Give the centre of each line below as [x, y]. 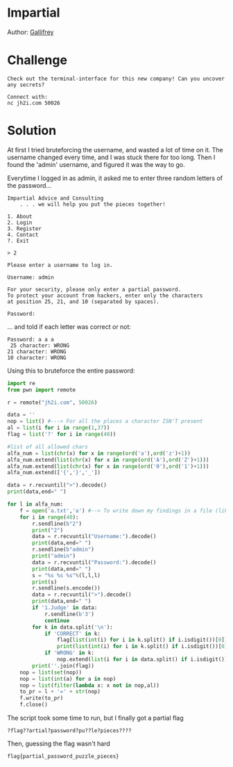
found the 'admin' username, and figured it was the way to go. [96, 164]
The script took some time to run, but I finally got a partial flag [95, 718]
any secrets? [26, 85]
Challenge [37, 60]
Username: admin [31, 277]
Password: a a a [31, 339]
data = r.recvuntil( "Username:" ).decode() [94, 537]
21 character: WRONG [37, 352]
